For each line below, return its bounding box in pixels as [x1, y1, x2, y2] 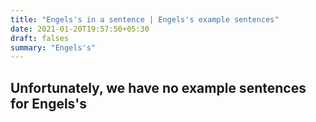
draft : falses [10, 33, 70, 43]
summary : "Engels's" [10, 42, 97, 53]
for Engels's [10, 95, 87, 112]
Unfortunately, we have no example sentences [10, 79, 307, 96]
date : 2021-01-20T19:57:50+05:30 [10, 24, 150, 34]
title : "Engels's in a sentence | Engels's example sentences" [10, 14, 280, 25]
